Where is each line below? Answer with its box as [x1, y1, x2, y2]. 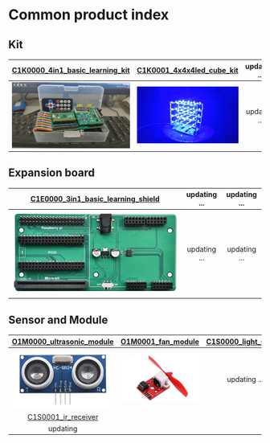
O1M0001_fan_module [120, 336, 199, 347]
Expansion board [8, 166, 95, 180]
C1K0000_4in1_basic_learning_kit [11, 66, 130, 75]
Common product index [8, 6, 170, 24]
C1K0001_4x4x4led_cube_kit [136, 66, 239, 75]
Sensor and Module [8, 313, 108, 326]
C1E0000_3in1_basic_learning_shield [31, 194, 160, 203]
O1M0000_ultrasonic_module [11, 336, 114, 347]
